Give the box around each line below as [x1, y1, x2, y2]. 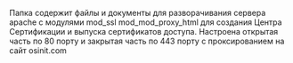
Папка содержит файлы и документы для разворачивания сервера [9, 8, 266, 18]
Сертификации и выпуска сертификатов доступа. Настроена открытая [9, 27, 279, 36]
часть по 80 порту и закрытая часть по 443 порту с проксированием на [9, 35, 285, 46]
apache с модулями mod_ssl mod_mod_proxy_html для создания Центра [9, 17, 282, 28]
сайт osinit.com [9, 45, 67, 56]
